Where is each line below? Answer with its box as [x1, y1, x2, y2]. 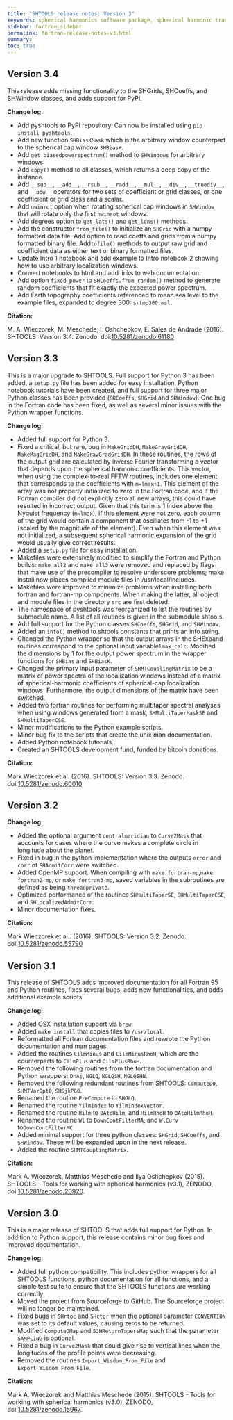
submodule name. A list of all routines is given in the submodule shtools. [17, 612, 224, 621]
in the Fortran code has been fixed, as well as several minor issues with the [7, 400, 222, 409]
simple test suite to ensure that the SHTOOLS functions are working [17, 1282, 212, 1291]
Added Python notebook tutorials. [17, 737, 114, 746]
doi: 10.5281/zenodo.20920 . [7, 1187, 85, 1195]
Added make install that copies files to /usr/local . [17, 1027, 165, 1036]
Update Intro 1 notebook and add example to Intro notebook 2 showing [17, 254, 219, 262]
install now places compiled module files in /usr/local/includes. [17, 575, 197, 584]
